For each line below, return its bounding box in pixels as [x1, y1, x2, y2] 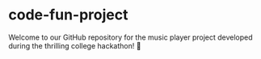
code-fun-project [8, 6, 128, 24]
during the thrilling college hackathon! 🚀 [8, 40, 141, 50]
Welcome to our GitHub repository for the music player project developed [8, 32, 253, 42]
